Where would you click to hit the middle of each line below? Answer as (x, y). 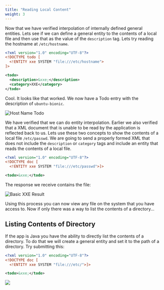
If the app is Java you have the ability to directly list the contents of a (74, 236)
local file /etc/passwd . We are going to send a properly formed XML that (78, 138)
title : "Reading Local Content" (38, 10)
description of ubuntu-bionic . (35, 103)
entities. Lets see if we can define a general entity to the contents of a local (81, 33)
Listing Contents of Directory (50, 224)
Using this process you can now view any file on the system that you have (80, 204)
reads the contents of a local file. (38, 148)
